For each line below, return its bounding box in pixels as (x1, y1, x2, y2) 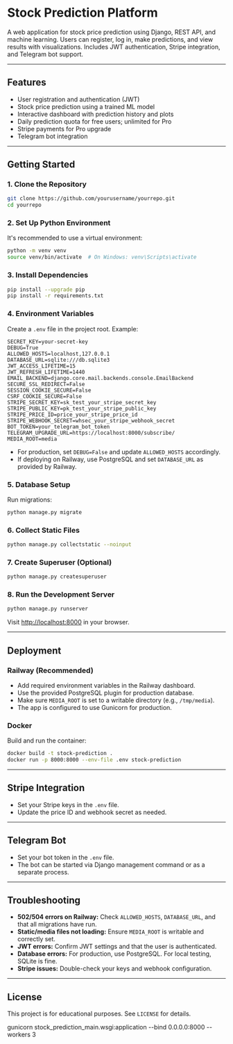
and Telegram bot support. (7, 50, 84, 58)
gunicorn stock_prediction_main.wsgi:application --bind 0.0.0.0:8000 (7, 1023, 205, 1031)
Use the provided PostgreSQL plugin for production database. (17, 688, 194, 697)
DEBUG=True (7, 344, 39, 351)
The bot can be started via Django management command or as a (17, 860, 206, 869)
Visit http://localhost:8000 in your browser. (7, 618, 130, 627)
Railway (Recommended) (7, 665, 94, 675)
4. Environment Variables (7, 309, 94, 319)
